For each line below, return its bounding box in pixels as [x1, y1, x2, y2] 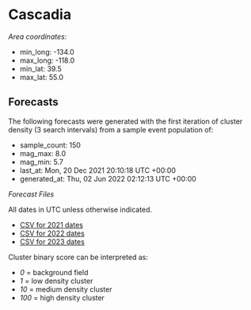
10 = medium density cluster [19, 284, 112, 294]
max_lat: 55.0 [19, 72, 63, 82]
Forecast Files [8, 189, 55, 199]
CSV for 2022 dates [19, 228, 85, 238]
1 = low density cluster [19, 276, 93, 285]
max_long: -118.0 [19, 55, 75, 65]
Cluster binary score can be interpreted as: [8, 252, 149, 262]
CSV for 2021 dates [19, 220, 83, 229]
